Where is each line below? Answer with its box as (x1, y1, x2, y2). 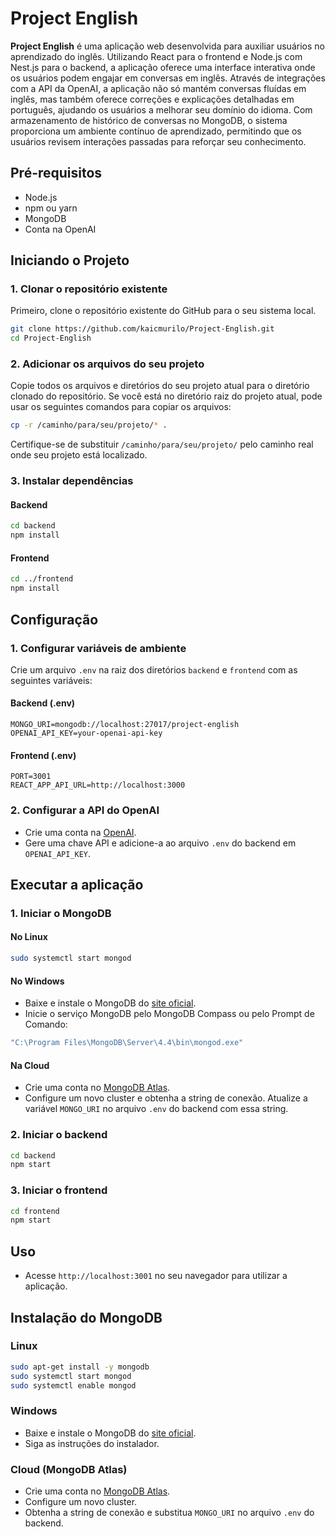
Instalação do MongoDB (10, 1309, 163, 1326)
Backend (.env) (10, 697, 76, 709)
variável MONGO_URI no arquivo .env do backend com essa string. (24, 1103, 289, 1115)
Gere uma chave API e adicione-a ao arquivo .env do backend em (24, 837, 297, 849)
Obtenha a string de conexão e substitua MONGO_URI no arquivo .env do (24, 1507, 315, 1519)
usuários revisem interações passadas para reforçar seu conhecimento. (10, 135, 307, 147)
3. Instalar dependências (10, 474, 134, 488)
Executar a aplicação (10, 876, 144, 893)
